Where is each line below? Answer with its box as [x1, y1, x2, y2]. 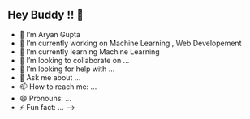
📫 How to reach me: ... [19, 82, 97, 91]
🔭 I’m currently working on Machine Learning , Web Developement [19, 38, 242, 48]
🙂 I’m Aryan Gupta [19, 29, 81, 39]
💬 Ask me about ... [19, 72, 81, 82]
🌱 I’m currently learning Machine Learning [19, 46, 160, 57]
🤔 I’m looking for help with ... [19, 64, 115, 74]
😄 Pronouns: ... [19, 93, 72, 103]
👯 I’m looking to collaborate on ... [19, 55, 130, 65]
